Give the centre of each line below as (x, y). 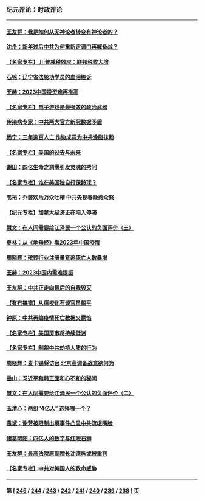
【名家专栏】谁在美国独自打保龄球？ (52, 182)
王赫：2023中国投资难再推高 (42, 92)
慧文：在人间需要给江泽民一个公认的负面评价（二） (70, 393)
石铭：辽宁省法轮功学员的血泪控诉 (49, 77)
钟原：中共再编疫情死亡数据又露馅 (49, 318)
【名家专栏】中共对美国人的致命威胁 (52, 468)
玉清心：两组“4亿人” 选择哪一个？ (49, 408)
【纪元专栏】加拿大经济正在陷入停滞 (52, 213)
